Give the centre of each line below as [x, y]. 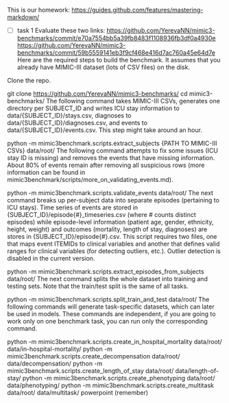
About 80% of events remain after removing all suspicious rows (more [106, 165]
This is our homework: [39, 10]
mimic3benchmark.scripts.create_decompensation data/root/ [94, 356]
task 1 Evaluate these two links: [61, 30]
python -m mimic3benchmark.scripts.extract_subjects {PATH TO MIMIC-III [112, 144]
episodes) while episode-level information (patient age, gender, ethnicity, [110, 222]
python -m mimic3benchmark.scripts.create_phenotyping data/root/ [119, 378]
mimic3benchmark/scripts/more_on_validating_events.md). [90, 180]
